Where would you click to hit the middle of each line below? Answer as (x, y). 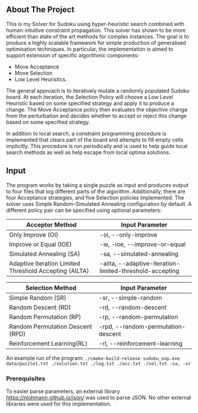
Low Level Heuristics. (41, 79)
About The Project (40, 10)
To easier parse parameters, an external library (63, 391)
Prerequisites (26, 378)
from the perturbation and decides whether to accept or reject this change (96, 116)
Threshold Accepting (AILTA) (49, 271)
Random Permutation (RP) (45, 317)
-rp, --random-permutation (138, 317)
